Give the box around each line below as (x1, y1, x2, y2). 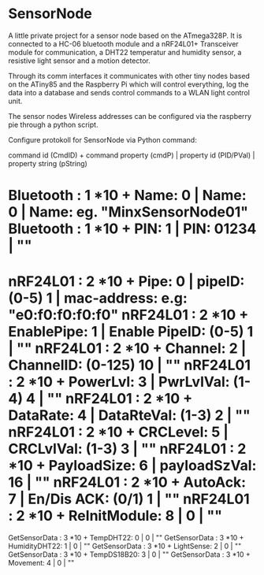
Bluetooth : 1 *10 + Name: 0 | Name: (8, 187, 247, 205)
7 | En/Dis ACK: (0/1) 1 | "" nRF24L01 (8, 490, 250, 508)
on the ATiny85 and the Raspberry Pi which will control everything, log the (8, 80, 249, 89)
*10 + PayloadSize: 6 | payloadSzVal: (8, 457, 257, 475)
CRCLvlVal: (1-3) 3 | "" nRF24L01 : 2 (8, 440, 247, 458)
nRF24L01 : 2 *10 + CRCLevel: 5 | (8, 423, 229, 441)
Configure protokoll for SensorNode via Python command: (8, 135, 197, 144)
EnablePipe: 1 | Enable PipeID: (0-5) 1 (8, 323, 254, 341)
